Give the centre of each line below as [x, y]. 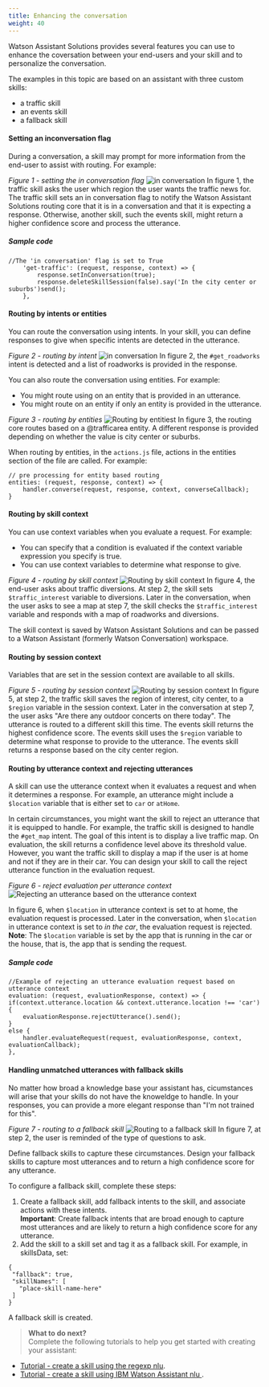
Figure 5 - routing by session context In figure [134, 690]
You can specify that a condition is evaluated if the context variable [131, 548]
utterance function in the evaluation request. [82, 870]
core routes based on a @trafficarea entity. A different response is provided [133, 428]
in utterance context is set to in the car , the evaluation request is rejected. [130, 927]
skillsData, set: [44, 1252]
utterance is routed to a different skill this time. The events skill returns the [131, 725]
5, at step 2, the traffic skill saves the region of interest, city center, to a [126, 699]
